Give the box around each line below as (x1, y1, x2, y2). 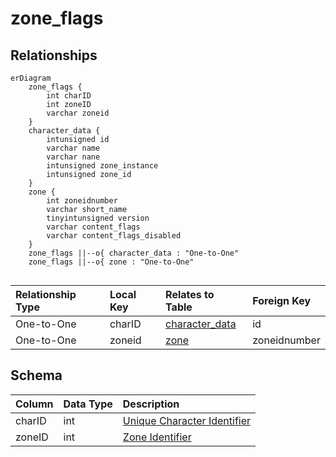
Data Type (63, 397, 113, 411)
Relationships (10, 47, 98, 64)
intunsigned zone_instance (46, 161, 159, 171)
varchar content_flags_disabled (46, 231, 182, 241)
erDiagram (10, 73, 52, 83)
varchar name (46, 143, 101, 153)
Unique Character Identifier (122, 413, 252, 427)
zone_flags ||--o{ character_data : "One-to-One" (28, 248, 240, 258)
